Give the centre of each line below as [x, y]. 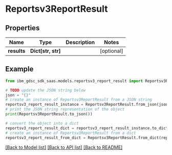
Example [19, 69]
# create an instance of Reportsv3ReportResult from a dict [71, 133]
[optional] [112, 51]
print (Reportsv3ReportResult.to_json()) [49, 114]
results [17, 51]
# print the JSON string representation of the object [65, 109]
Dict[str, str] [45, 51]
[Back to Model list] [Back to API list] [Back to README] [64, 147]
